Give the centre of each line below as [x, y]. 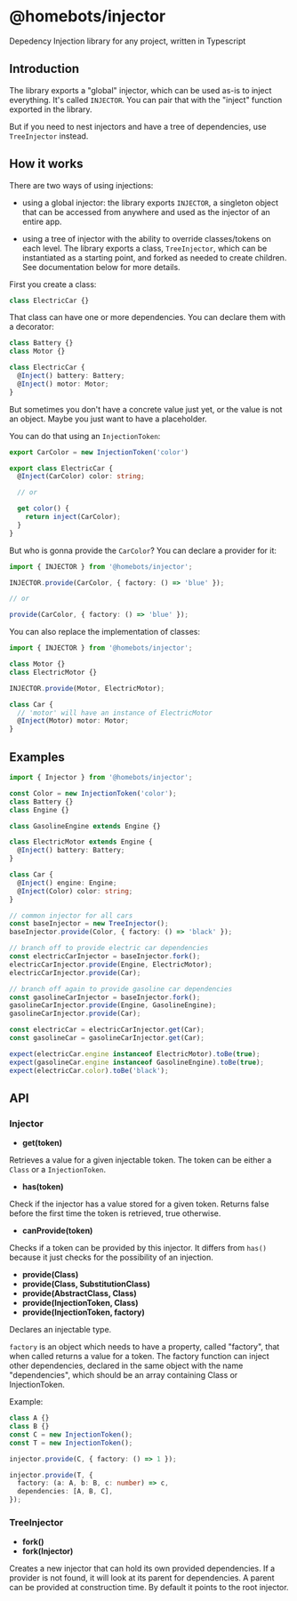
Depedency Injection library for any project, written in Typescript [128, 41]
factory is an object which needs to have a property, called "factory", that [144, 1347]
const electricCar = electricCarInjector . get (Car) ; [107, 1030]
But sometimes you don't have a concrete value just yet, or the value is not [146, 409]
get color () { [43, 508]
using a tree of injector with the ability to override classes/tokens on [146, 238]
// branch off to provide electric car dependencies [109, 949]
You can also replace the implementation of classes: [104, 632]
